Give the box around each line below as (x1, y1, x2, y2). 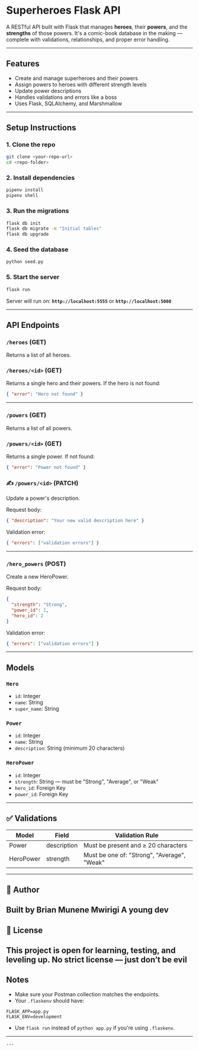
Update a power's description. (6, 495, 80, 502)
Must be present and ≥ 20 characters (83, 841, 188, 849)
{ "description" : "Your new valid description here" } (6, 518, 145, 524)
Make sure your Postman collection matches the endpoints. (14, 990, 160, 997)
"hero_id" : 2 (11, 612, 44, 619)
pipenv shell (6, 193, 38, 199)
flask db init (6, 220, 41, 226)
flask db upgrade (6, 232, 49, 237)
